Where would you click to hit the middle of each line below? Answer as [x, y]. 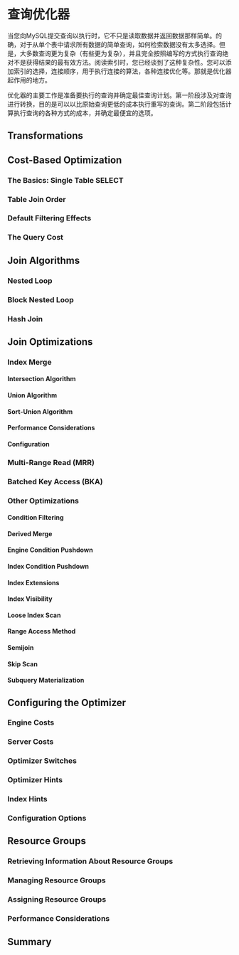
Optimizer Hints [35, 780]
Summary [30, 942]
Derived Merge [30, 533]
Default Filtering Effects [49, 218]
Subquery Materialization [46, 681]
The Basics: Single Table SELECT [65, 180]
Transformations [46, 136]
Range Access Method [42, 631]
